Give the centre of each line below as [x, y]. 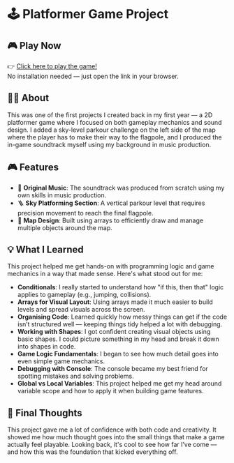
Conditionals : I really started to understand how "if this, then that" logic [120, 287]
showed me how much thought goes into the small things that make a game [116, 437]
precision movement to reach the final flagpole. [85, 213]
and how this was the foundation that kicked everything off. [93, 452]
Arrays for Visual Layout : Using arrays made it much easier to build [115, 302]
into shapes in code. [46, 347]
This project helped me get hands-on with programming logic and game [111, 266]
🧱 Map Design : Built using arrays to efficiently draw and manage [110, 220]
